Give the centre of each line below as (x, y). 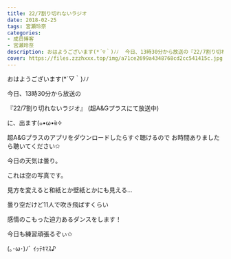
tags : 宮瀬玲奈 (27, 26)
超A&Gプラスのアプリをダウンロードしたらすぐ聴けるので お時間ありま (108, 137)
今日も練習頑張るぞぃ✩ (40, 234)
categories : (24, 33)
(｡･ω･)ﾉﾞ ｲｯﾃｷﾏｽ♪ (32, 248)
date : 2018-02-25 (32, 20)
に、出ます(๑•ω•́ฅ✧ (35, 123)
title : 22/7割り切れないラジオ (47, 13)
